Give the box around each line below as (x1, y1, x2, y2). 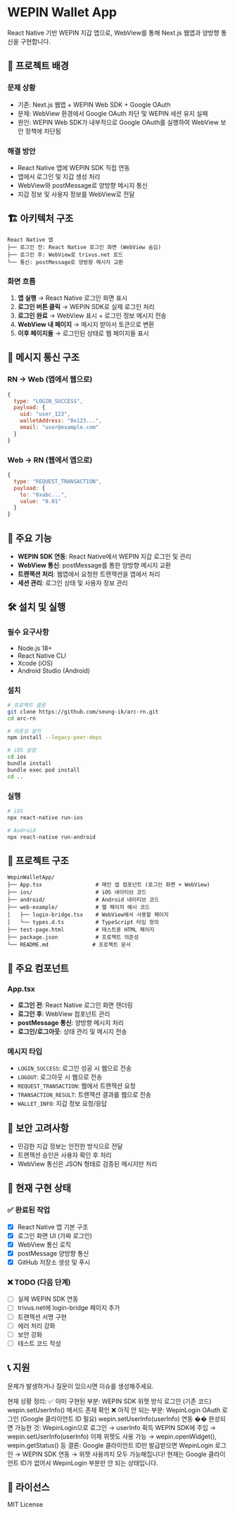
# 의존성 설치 (7, 728, 42, 735)
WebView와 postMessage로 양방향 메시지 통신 (17, 181, 148, 189)
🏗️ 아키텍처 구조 (7, 212, 74, 224)
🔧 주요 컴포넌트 (7, 962, 69, 974)
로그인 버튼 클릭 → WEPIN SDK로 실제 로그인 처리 (17, 303, 155, 311)
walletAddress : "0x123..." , (20, 417, 102, 424)
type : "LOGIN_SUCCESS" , (13, 397, 83, 404)
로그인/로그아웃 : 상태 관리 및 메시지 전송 (17, 1027, 127, 1035)
